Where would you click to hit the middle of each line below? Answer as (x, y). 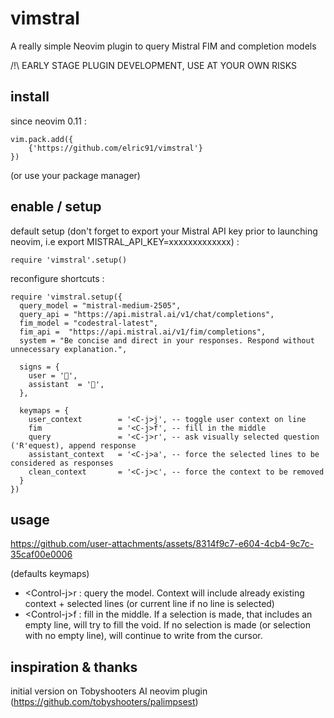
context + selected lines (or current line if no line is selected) (149, 604)
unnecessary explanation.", (69, 349)
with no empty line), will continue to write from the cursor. (143, 636)
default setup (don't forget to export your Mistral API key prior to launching (164, 231)
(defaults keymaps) (50, 574)
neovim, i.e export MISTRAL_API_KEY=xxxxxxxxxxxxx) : (125, 241)
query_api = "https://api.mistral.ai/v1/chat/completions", (147, 314)
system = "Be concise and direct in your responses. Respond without (167, 340)
